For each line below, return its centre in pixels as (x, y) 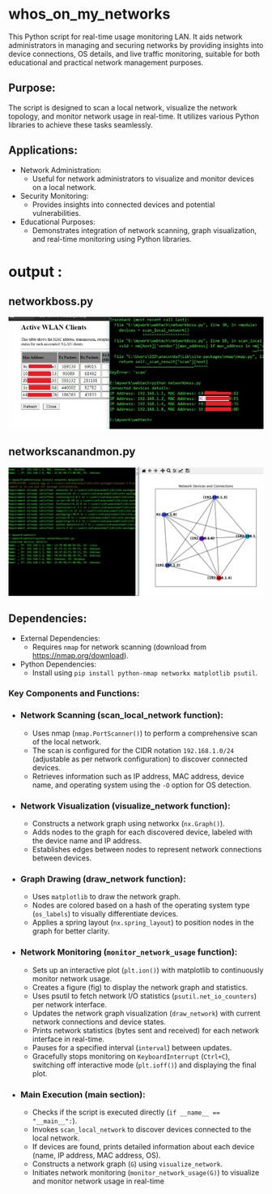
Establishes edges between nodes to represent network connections (147, 850)
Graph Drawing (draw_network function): (103, 879)
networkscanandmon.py (72, 452)
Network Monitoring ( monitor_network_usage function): (129, 952)
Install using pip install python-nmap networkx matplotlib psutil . (145, 672)
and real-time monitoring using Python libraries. (112, 239)
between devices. (62, 858)
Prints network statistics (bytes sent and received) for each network (146, 1030)
